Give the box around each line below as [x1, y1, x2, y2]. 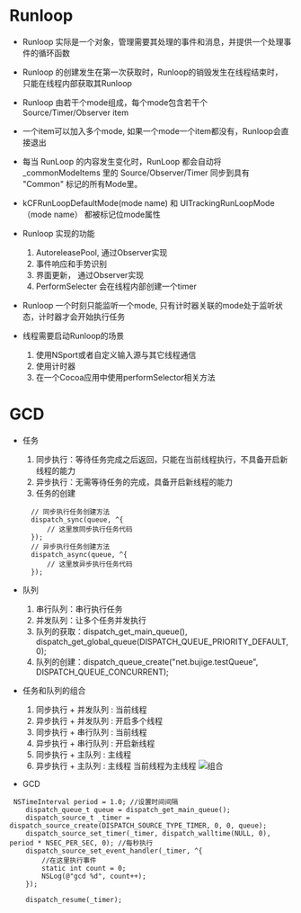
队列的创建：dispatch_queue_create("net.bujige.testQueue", [35, 656, 259, 667]
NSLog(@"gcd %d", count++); [41, 872, 146, 881]
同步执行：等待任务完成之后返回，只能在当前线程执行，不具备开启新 [35, 453, 288, 464]
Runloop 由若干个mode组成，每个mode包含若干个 [22, 96, 208, 108]
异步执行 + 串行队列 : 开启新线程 [35, 738, 155, 748]
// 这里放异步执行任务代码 [46, 559, 133, 568]
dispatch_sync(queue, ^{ [31, 515, 124, 524]
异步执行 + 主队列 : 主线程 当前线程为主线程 [35, 760, 197, 771]
